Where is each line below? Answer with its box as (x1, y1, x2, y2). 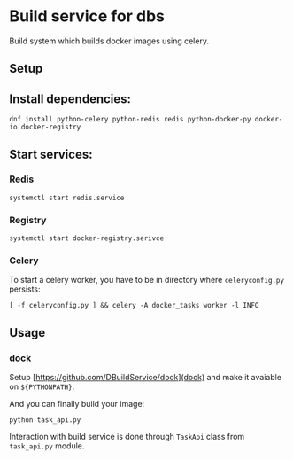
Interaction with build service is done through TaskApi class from (9, 432, 245, 442)
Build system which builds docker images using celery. (9, 35, 210, 46)
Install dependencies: (9, 91, 131, 106)
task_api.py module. (9, 441, 85, 451)
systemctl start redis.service (9, 193, 125, 202)
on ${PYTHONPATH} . (9, 381, 75, 392)
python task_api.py (9, 416, 81, 425)
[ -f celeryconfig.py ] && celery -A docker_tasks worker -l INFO (9, 301, 259, 310)
